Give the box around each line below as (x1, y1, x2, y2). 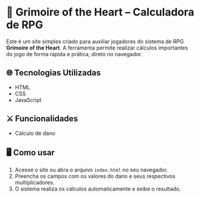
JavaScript (14, 96, 42, 103)
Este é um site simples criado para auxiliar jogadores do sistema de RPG (6, 38, 184, 45)
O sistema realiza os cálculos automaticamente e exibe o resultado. (14, 185, 181, 193)
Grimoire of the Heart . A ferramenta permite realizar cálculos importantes (6, 44, 188, 51)
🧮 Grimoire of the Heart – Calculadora (6, 5, 195, 19)
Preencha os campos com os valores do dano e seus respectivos (14, 173, 176, 180)
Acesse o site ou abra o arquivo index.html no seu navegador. (14, 167, 168, 174)
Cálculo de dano (14, 130, 56, 137)
